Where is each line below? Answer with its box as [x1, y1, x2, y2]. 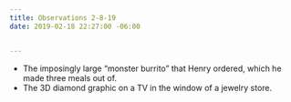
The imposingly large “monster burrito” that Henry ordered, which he [22, 63, 282, 74]
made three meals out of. [22, 72, 117, 83]
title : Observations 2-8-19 [9, 13, 117, 23]
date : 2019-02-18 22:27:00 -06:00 [9, 22, 141, 31]
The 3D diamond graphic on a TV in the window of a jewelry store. [22, 82, 273, 93]
